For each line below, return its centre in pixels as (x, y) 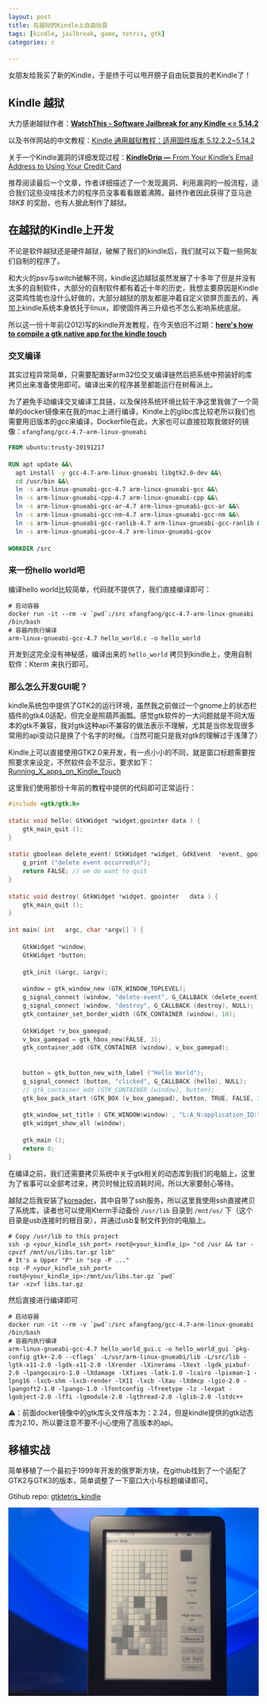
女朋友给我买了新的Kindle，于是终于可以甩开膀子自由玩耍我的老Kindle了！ (130, 75)
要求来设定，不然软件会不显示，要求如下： (85, 762)
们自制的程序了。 (36, 261)
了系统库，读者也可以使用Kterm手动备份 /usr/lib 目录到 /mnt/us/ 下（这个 (131, 1210)
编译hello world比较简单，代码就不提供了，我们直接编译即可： (110, 589)
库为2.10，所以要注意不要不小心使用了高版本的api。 (93, 1423)
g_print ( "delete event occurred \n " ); (87, 863)
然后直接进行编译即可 (43, 1300)
